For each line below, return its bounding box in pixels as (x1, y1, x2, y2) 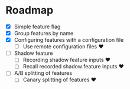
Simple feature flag (14, 23, 61, 30)
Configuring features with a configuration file (14, 37, 124, 44)
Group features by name (14, 30, 74, 37)
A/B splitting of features (14, 70, 72, 77)
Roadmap (5, 4, 54, 17)
